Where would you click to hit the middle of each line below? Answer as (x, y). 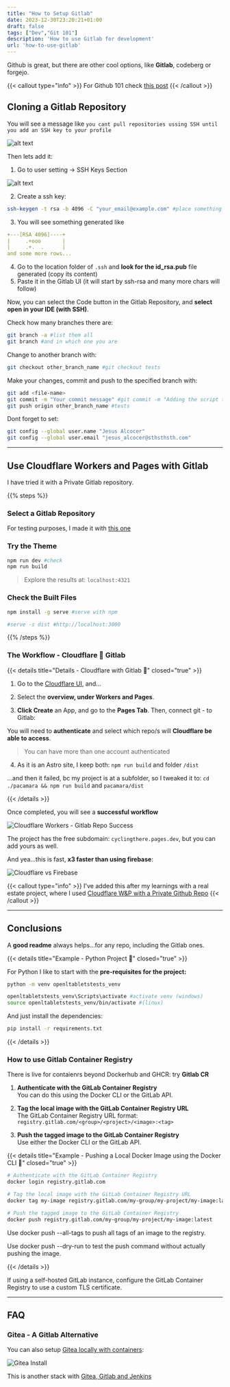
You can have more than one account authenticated (97, 751)
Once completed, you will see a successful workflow (83, 812)
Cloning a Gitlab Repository (67, 107)
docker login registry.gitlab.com (56, 1182)
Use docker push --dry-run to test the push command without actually (106, 1246)
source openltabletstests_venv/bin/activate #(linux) (86, 1003)
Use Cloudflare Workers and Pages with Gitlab (108, 465)
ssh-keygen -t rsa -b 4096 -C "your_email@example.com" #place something (115, 209)
